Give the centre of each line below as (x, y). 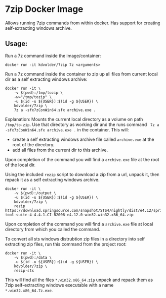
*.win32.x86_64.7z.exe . (29, 290)
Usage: (17, 44)
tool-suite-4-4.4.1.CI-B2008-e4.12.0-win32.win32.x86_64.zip (69, 215)
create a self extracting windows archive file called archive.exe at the (83, 139)
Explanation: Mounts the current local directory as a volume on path (74, 119)
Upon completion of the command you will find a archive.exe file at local (79, 224)
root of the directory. (33, 144)
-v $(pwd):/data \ (33, 257)
